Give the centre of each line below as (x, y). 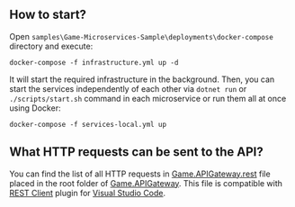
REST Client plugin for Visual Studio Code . (88, 193)
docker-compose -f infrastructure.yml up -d (94, 62)
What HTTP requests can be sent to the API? (136, 152)
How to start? (48, 15)
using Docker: (35, 108)
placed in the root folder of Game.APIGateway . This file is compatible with (146, 183)
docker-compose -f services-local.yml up (88, 124)
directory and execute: (51, 46)
